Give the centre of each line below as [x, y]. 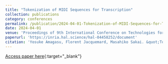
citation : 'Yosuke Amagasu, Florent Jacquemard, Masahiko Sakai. [74, 42]
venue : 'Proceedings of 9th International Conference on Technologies [80, 33]
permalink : [16, 24]
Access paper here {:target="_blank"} [43, 56]
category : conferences [29, 19]
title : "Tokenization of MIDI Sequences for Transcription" [69, 10]
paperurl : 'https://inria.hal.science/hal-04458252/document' [71, 38]
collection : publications [32, 14]
